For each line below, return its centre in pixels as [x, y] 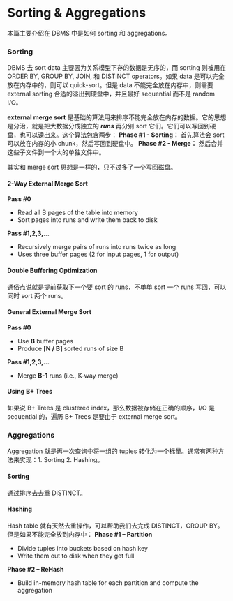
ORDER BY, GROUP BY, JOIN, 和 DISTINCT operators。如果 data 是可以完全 [116, 76]
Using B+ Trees [30, 392]
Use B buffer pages [45, 341]
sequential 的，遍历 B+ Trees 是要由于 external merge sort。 [94, 417]
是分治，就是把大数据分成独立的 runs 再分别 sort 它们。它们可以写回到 [109, 126]
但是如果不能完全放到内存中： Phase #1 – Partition [80, 534]
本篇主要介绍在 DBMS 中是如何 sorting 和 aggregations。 [89, 33]
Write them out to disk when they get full [76, 556]
